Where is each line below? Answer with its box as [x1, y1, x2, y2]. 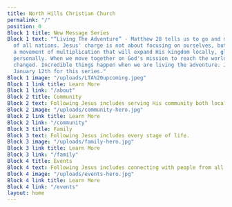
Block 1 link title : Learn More [7, 81, 100, 88]
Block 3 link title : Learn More [7, 145, 100, 152]
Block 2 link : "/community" [7, 119, 88, 126]
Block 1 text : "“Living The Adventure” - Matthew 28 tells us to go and [7, 36, 221, 43]
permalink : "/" [7, 17, 51, 23]
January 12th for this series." [13, 68, 107, 75]
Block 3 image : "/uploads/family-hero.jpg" [7, 139, 135, 146]
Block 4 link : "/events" [7, 184, 79, 190]
